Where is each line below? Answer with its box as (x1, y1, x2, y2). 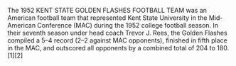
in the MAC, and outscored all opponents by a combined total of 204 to (7, 44, 215, 52)
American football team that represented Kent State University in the (7, 13, 208, 22)
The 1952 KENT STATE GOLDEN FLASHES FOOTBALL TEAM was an (7, 6, 208, 14)
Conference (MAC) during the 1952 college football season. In (37, 21, 219, 29)
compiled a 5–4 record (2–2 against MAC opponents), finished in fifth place (7, 36, 227, 45)
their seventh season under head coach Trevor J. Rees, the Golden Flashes (7, 28, 227, 37)
